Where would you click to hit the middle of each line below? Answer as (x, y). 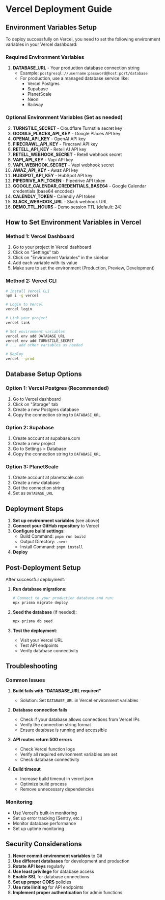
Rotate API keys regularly (39, 866)
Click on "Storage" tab (35, 404)
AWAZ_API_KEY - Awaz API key (45, 170)
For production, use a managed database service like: (74, 78)
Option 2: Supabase (30, 427)
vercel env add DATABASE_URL (35, 336)
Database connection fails (40, 710)
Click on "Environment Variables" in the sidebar (61, 258)
